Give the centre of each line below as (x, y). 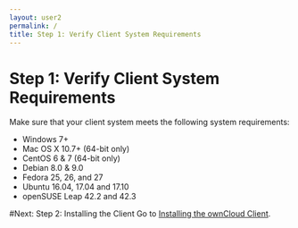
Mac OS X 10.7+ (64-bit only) (76, 149)
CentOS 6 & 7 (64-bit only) (71, 158)
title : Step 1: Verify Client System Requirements (105, 34)
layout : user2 (36, 17)
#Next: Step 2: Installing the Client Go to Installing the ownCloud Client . (140, 214)
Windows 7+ (45, 139)
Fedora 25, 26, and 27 (62, 177)
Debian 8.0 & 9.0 (53, 168)
